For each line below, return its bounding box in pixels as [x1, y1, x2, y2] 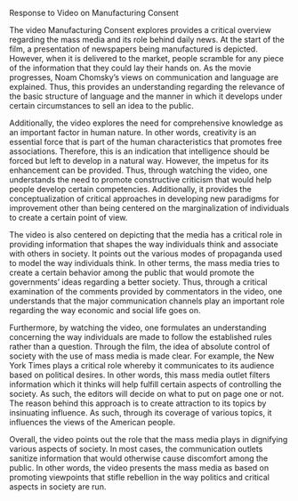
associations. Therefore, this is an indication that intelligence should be [9, 146, 270, 157]
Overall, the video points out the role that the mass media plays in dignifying [9, 434, 288, 444]
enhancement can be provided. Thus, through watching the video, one [9, 165, 269, 175]
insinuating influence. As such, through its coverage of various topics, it [9, 408, 272, 417]
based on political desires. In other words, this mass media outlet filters [9, 369, 270, 380]
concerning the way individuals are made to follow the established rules [9, 332, 273, 342]
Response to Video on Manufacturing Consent [9, 8, 180, 18]
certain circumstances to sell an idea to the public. [9, 101, 194, 110]
